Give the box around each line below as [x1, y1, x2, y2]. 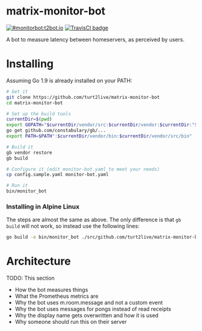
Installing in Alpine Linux [6, 202, 80, 210]
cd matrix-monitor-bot [6, 99, 63, 106]
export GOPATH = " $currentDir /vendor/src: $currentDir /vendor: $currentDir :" [6, 122, 195, 128]
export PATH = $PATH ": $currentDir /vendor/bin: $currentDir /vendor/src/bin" [6, 133, 192, 139]
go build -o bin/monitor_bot [6, 234, 79, 241]
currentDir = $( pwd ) [6, 116, 52, 122]
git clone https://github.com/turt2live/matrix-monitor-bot [6, 94, 161, 100]
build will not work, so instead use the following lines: [6, 222, 140, 230]
